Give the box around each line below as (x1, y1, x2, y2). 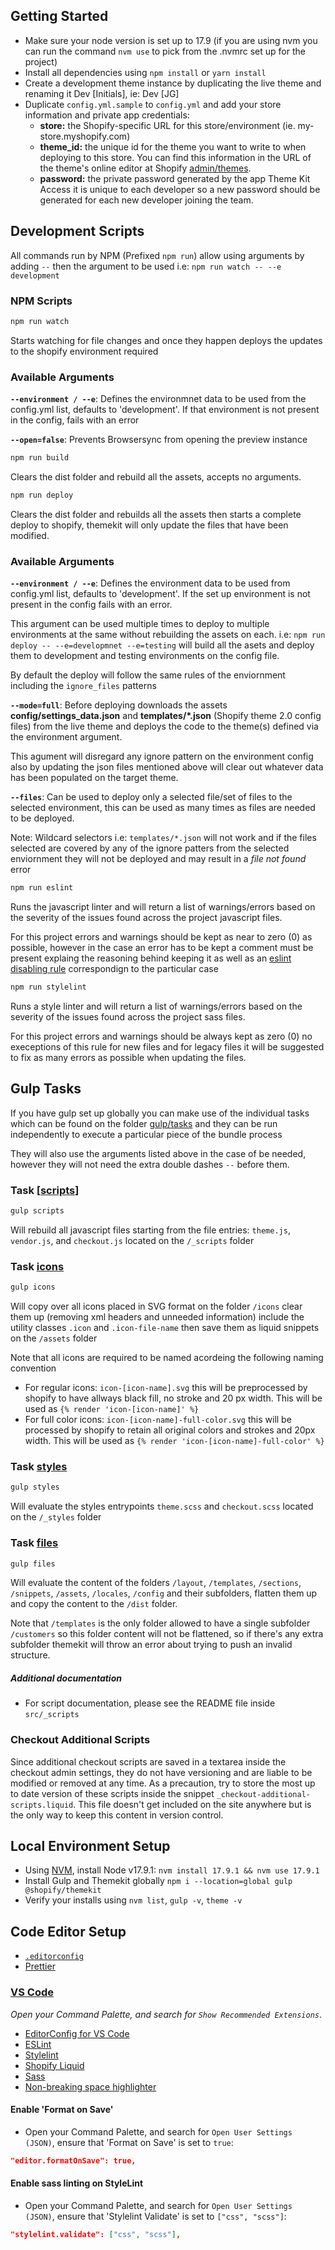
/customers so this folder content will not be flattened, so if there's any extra (10, 1628, 324, 1640)
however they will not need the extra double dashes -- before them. (10, 1158, 290, 1170)
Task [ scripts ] (10, 1183, 80, 1197)
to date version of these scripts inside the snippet (10, 1787, 215, 1799)
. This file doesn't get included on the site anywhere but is (73, 1798, 312, 1810)
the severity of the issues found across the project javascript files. (10, 912, 283, 924)
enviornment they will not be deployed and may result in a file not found (10, 853, 307, 865)
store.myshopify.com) (39, 130, 131, 142)
